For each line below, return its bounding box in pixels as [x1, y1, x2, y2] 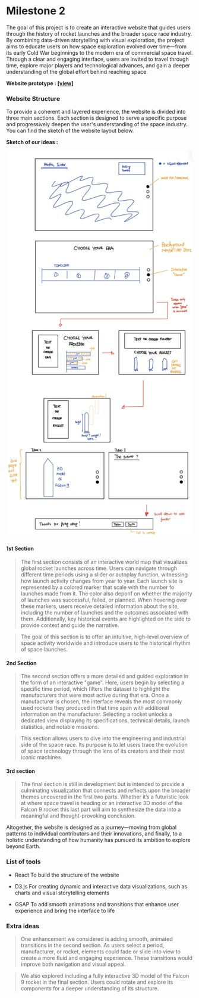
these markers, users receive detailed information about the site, [20, 603, 179, 610]
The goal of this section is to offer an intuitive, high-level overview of [20, 633, 189, 640]
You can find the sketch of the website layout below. [6, 127, 134, 135]
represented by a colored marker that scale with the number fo [20, 584, 175, 591]
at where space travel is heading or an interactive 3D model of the [20, 800, 183, 807]
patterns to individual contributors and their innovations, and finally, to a [6, 830, 182, 837]
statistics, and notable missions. [20, 723, 100, 731]
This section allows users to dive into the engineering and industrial [20, 735, 186, 742]
